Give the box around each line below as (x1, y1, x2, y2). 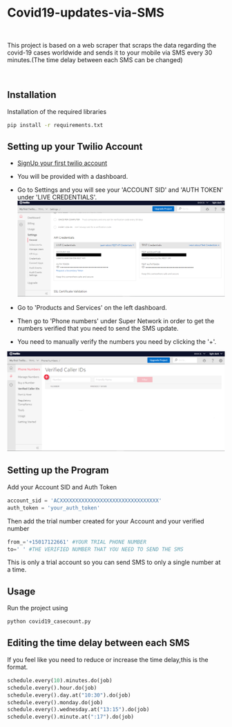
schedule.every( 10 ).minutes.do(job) (7, 677, 113, 684)
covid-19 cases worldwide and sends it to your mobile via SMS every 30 (7, 48, 213, 57)
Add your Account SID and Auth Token (7, 483, 117, 491)
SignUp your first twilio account (17, 159, 108, 167)
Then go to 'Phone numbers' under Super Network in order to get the (17, 317, 215, 325)
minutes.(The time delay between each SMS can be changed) (7, 55, 183, 64)
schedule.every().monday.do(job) (7, 699, 104, 706)
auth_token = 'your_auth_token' (7, 504, 100, 512)
